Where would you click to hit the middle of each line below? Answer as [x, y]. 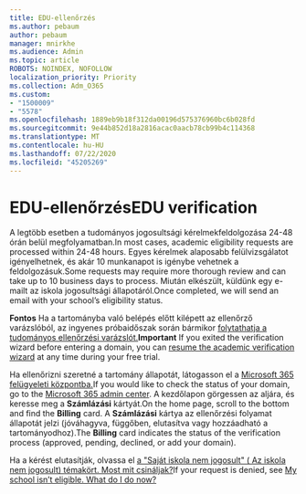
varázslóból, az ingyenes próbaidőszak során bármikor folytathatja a [138, 328]
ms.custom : [30, 94]
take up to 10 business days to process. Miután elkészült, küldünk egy [141, 281]
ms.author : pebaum [44, 26]
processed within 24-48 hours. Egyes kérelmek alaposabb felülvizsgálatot [149, 252]
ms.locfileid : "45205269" [58, 162]
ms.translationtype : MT [55, 137]
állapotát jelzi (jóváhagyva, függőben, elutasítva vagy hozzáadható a [139, 423]
